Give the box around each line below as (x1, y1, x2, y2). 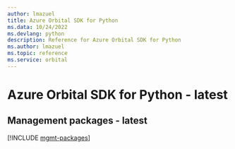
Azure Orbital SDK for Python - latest (7, 86, 228, 102)
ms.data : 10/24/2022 (7, 23, 68, 30)
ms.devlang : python (7, 30, 65, 37)
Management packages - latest (7, 114, 148, 127)
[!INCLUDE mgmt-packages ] (7, 133, 90, 142)
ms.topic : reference (7, 50, 68, 57)
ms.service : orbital (7, 56, 68, 64)
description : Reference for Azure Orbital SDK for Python (7, 37, 181, 44)
